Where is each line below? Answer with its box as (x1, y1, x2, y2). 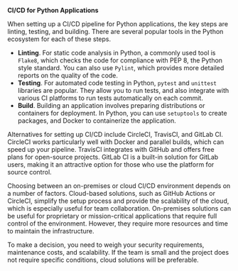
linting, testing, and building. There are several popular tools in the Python (7, 28, 224, 35)
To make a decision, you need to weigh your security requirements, (7, 240, 205, 249)
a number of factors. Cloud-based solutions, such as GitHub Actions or (7, 189, 215, 197)
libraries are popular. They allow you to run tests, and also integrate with (17, 87, 229, 94)
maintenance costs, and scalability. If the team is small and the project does (7, 248, 229, 256)
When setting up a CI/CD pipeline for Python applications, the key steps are (7, 20, 229, 28)
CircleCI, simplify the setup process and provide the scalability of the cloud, (7, 197, 229, 205)
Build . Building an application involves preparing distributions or (17, 101, 205, 109)
